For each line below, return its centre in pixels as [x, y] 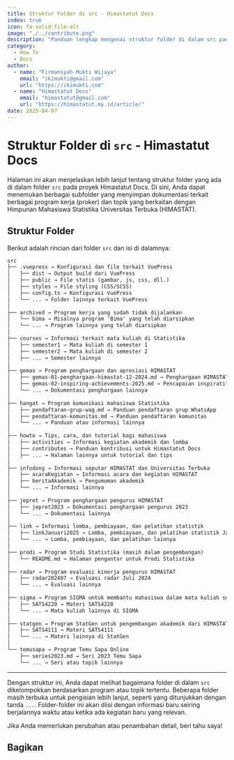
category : [22, 46]
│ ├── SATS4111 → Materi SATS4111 [60, 630]
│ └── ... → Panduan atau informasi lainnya [76, 423]
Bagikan [25, 748]
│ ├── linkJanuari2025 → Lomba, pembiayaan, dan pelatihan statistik [113, 533]
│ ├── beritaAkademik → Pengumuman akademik [76, 481]
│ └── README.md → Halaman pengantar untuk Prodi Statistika [101, 558]
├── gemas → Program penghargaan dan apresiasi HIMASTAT [92, 371]
